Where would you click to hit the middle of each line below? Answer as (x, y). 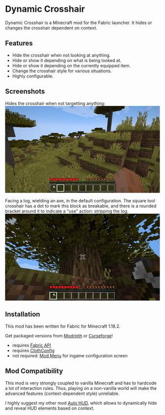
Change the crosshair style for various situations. (62, 71)
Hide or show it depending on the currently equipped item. (71, 65)
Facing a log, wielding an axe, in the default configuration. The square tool (80, 200)
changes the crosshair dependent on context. (51, 28)
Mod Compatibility (34, 371)
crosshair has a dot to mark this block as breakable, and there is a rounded (81, 206)
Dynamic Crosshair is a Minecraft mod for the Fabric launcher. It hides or (79, 23)
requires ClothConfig (33, 350)
